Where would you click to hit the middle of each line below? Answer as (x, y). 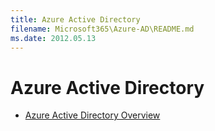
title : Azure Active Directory (75, 19)
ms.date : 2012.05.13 (53, 38)
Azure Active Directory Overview (92, 115)
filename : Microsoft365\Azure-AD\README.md (102, 29)
